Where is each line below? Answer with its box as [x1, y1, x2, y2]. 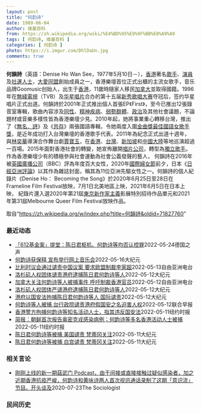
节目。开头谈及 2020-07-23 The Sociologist [14, 384, 121, 391]
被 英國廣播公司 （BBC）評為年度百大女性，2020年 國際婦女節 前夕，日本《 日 [6, 160, 193, 167]
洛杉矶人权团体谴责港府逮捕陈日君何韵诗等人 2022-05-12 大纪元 [14, 271, 170, 278]
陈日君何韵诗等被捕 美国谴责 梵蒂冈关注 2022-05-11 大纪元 [14, 330, 157, 338]
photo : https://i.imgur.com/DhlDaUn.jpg [6, 48, 109, 54]
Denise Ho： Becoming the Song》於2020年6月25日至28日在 [22, 174, 173, 182]
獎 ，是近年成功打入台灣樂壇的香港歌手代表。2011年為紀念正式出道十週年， [6, 130, 190, 137]
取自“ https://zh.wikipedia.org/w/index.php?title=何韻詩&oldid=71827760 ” [6, 210, 187, 217]
